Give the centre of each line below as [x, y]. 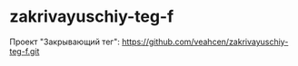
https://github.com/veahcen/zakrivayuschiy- [205, 42]
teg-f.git [25, 51]
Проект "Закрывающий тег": [65, 42]
